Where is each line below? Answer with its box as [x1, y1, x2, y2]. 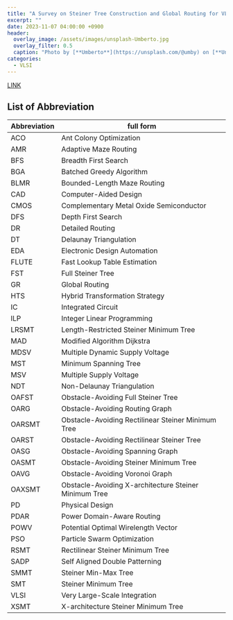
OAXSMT [10, 485, 41, 494]
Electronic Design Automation [61, 246, 158, 255]
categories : [7, 56, 42, 62]
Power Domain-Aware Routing [61, 512, 161, 521]
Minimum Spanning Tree [61, 359, 141, 369]
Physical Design [61, 501, 114, 510]
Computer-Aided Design [61, 190, 142, 199]
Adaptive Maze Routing [61, 144, 137, 154]
